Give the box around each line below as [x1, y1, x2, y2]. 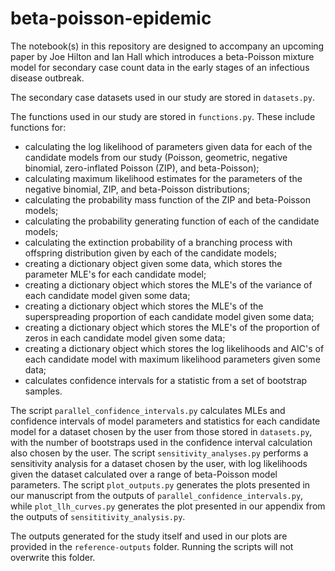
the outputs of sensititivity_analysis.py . [10, 510, 186, 522]
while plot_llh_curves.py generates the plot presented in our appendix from [10, 500, 326, 512]
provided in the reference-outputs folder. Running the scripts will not [10, 540, 294, 552]
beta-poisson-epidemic [10, 7, 212, 30]
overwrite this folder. [10, 551, 96, 563]
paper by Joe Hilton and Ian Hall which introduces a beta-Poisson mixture [10, 50, 315, 62]
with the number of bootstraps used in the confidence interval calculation [10, 436, 313, 448]
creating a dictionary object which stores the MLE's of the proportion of [24, 321, 320, 333]
